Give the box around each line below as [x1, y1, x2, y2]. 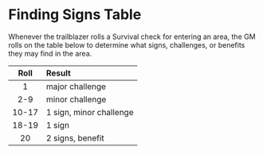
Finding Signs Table [8, 6, 142, 24]
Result [45, 67, 72, 79]
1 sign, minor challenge [45, 106, 134, 117]
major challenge [45, 81, 106, 92]
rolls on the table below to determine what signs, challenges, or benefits [8, 40, 245, 49]
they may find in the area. [8, 48, 92, 58]
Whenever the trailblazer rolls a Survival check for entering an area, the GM [8, 32, 257, 41]
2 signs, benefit [45, 133, 105, 144]
